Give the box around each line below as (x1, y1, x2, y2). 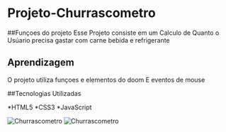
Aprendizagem (7, 57, 74, 69)
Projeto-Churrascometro (7, 5, 156, 21)
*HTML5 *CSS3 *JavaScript (7, 103, 92, 111)
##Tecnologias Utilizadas (7, 89, 81, 97)
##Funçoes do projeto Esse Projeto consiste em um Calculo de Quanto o (7, 28, 220, 37)
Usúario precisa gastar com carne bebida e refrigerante (7, 35, 170, 44)
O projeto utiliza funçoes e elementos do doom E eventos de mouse (7, 75, 205, 84)
